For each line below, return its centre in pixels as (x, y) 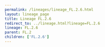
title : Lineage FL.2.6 (28, 19)
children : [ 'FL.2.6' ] (27, 37)
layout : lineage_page (27, 14)
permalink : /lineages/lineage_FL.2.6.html (49, 10)
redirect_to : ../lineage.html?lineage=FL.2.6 (52, 23)
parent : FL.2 (18, 32)
